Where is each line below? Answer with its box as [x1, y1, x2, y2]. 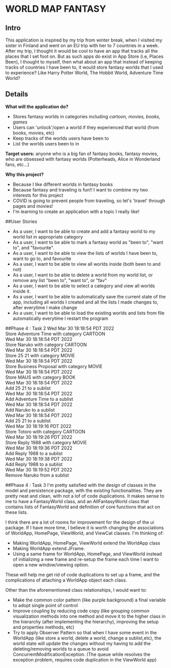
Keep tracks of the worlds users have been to [12, 135, 109, 141]
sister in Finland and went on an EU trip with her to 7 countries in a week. [5, 42, 160, 49]
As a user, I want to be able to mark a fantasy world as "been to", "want [12, 239, 164, 245]
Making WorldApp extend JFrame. [12, 545, 85, 551]
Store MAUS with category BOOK [5, 374, 76, 380]
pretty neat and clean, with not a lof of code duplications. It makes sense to [5, 492, 165, 499]
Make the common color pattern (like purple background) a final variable [12, 597, 166, 603]
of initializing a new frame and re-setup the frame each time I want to [12, 556, 159, 562]
